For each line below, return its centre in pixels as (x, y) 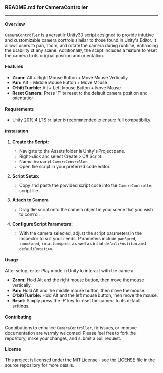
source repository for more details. (40, 365)
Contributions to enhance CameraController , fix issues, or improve (71, 328)
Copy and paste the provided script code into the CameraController (86, 185)
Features (14, 66)
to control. (30, 214)
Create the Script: (30, 142)
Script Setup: (26, 176)
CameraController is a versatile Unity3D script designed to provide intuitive (80, 35)
